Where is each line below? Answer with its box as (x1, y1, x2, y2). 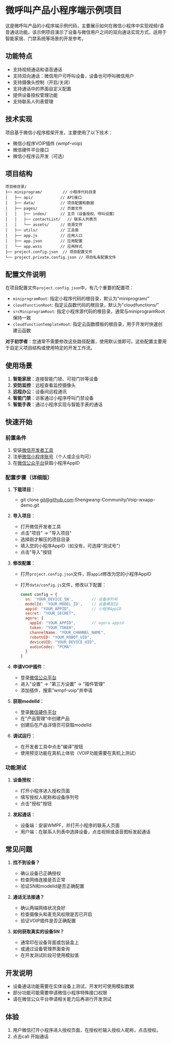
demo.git (20, 502, 39, 508)
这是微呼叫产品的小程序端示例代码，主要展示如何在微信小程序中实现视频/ (5, 23, 160, 29)
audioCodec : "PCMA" (30, 644, 72, 649)
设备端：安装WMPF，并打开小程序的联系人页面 (20, 822, 120, 828)
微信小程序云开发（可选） (12, 153, 67, 159)
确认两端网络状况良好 (20, 905, 66, 911)
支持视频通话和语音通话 (12, 66, 62, 72)
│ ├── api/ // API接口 (5, 195, 82, 200)
